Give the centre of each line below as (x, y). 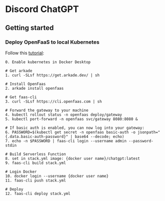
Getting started (30, 28)
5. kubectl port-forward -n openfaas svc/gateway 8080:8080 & (71, 119)
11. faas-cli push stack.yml (36, 180)
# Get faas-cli (21, 97)
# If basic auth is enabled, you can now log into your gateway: (75, 128)
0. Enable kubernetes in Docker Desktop (48, 62)
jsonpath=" (149, 132)
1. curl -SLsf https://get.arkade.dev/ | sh (52, 75)
